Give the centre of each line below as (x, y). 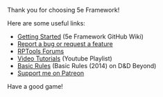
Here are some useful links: (46, 23)
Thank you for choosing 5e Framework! (63, 10)
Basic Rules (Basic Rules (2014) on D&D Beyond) (87, 66)
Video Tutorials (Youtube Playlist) (65, 58)
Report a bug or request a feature (65, 44)
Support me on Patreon (51, 73)
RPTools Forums (41, 51)
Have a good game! (35, 86)
